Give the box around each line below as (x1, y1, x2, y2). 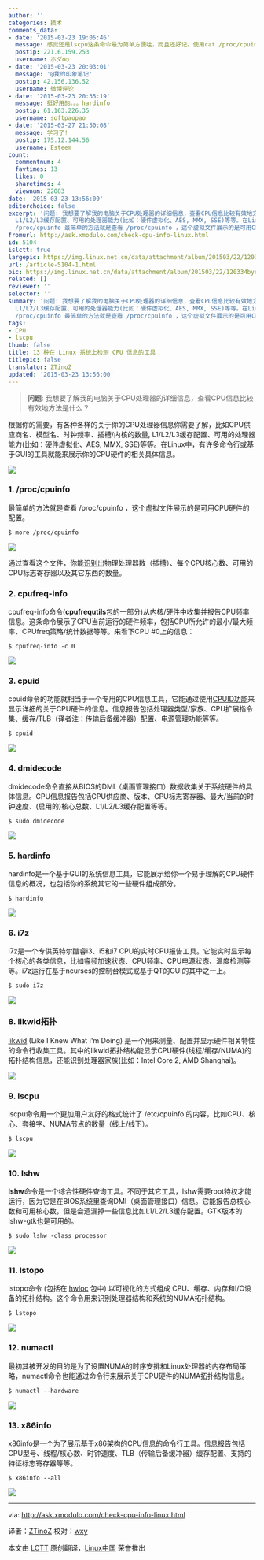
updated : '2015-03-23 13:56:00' (8, 370, 114, 378)
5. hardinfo (8, 850, 51, 861)
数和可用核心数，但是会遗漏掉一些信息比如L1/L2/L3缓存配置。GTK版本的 (8, 1206, 243, 1216)
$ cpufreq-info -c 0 (8, 643, 76, 651)
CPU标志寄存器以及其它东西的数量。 (8, 568, 126, 578)
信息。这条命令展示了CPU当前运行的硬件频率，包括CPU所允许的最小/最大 (8, 617, 247, 626)
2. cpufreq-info (8, 588, 68, 599)
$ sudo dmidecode (8, 817, 65, 825)
